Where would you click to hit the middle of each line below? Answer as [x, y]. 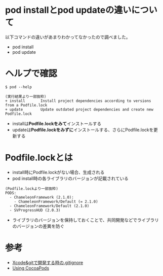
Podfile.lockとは [39, 158]
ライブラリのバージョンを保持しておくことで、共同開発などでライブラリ [85, 220]
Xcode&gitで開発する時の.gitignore [48, 262]
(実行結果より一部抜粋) [26, 97]
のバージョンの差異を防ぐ [38, 226]
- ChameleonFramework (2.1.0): [42, 197]
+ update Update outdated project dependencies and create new [79, 109]
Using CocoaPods [31, 268]
